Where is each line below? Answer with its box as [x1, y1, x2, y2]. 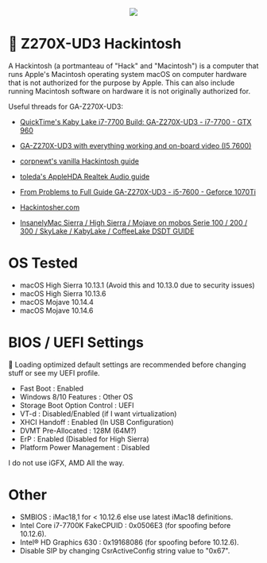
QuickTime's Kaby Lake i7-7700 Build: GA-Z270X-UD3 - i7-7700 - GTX [19, 117, 252, 126]
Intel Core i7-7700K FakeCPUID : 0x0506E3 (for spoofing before [19, 520, 231, 530]
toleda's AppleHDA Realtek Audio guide [19, 172, 150, 181]
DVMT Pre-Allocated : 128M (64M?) [19, 426, 137, 435]
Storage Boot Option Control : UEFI [19, 400, 134, 410]
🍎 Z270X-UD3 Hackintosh [8, 35, 182, 53]
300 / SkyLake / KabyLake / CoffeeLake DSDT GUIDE [19, 226, 195, 236]
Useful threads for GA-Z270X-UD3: [8, 102, 123, 111]
